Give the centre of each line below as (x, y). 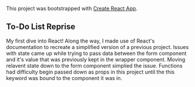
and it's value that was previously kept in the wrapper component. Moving (96, 59)
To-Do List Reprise (41, 27)
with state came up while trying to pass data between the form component (96, 53)
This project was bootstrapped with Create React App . (72, 8)
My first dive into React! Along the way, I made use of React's (80, 41)
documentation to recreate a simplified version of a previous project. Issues (97, 47)
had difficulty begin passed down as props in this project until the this (90, 72)
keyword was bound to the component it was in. (64, 78)
